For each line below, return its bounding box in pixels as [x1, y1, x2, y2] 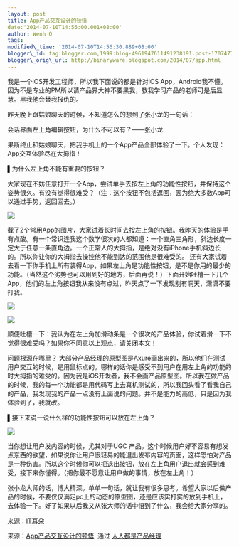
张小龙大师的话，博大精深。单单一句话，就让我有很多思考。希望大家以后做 [7, 483, 225, 492]
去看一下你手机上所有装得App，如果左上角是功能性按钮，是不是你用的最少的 [7, 261, 231, 270]
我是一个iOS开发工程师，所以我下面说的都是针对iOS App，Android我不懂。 [7, 77, 227, 85]
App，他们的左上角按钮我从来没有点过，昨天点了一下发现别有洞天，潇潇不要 [7, 279, 231, 287]
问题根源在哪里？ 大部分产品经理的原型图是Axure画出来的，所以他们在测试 [7, 354, 226, 362]
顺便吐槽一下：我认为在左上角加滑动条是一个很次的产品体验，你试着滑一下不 [7, 329, 232, 338]
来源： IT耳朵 [7, 516, 45, 525]
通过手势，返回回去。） [13, 197, 80, 206]
